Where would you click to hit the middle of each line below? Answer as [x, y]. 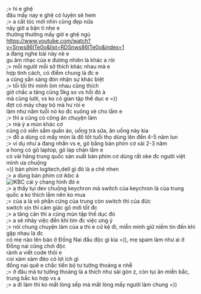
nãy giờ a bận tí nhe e [33, 28]
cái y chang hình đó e [53, 182]
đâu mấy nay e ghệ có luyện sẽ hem [51, 15]
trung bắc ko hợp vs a [33, 278]
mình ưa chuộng [27, 163]
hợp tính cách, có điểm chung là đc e [53, 73]
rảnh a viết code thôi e [34, 252]
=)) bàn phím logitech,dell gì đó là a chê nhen [62, 169]
